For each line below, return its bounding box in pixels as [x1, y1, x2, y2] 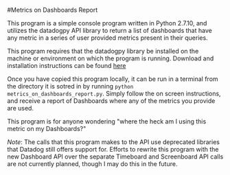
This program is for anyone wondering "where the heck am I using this [7, 117, 207, 126]
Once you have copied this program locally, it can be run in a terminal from [7, 75, 218, 83]
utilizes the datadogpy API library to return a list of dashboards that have [7, 27, 213, 34]
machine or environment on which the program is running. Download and [7, 54, 214, 62]
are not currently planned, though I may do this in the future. [7, 160, 178, 167]
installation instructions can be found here [7, 62, 126, 69]
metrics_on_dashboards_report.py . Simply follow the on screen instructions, [7, 89, 221, 97]
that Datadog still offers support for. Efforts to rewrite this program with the [7, 145, 219, 153]
